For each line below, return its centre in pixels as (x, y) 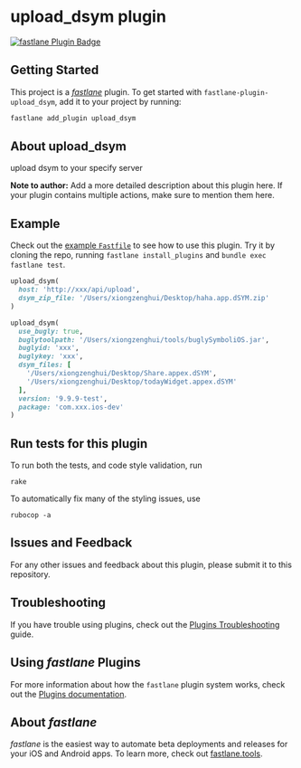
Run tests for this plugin (79, 444)
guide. (22, 634)
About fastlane (54, 722)
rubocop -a (31, 516)
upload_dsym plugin (88, 17)
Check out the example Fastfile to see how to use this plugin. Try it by (142, 245)
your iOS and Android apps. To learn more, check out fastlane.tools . (136, 754)
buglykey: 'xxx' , (51, 356)
